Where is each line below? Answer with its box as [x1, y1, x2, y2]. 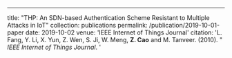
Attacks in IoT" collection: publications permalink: [7, 21, 148, 29]
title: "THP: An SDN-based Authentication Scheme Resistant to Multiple [7, 14, 210, 21]
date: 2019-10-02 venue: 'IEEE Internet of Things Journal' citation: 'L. [25, 28, 222, 37]
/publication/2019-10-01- [148, 21, 220, 29]
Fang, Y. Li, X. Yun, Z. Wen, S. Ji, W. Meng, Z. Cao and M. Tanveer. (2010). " [7, 36, 223, 43]
